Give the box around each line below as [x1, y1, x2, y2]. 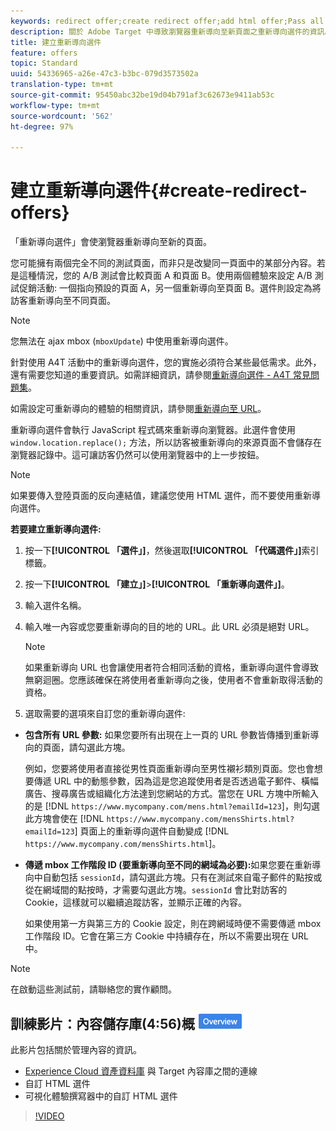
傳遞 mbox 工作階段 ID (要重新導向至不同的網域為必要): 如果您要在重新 [24, 859, 313, 871]
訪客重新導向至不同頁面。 [10, 295, 116, 307]
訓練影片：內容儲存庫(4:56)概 [10, 1015, 195, 1032]
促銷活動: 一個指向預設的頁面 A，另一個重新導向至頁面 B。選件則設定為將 [18, 282, 322, 294]
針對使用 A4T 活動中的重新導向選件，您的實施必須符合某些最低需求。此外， [10, 356, 322, 369]
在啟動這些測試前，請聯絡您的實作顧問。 [10, 983, 177, 995]
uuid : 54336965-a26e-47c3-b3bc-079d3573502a [10, 69, 199, 79]
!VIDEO [34, 1110, 65, 1122]
